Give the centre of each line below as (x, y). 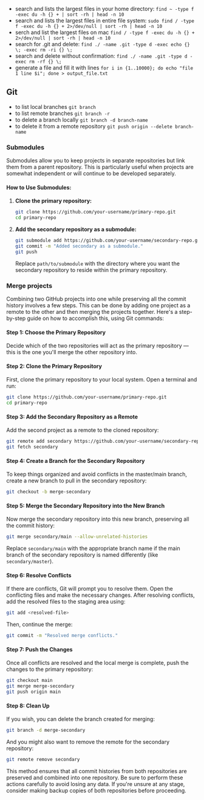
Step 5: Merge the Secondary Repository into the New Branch (86, 506)
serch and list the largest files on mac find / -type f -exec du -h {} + (105, 32)
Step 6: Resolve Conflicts (39, 575)
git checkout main (29, 681)
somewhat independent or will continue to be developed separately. (91, 173)
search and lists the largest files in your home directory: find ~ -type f (104, 9)
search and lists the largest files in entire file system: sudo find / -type (104, 20)
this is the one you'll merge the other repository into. (72, 352)
